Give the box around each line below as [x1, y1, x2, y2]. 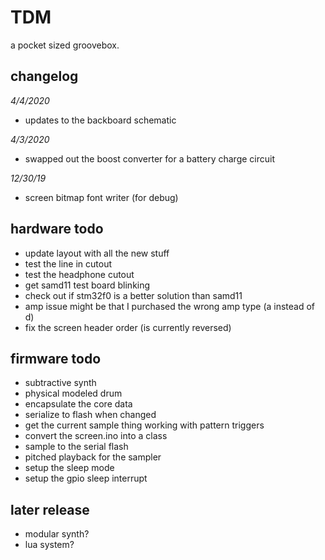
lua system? [24, 539, 75, 551]
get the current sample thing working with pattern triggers [24, 419, 265, 431]
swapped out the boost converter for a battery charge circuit [24, 152, 276, 165]
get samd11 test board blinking [24, 279, 151, 291]
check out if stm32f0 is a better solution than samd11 [24, 289, 243, 301]
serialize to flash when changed [24, 409, 157, 421]
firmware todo [10, 350, 102, 367]
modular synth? [24, 528, 90, 540]
